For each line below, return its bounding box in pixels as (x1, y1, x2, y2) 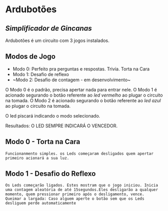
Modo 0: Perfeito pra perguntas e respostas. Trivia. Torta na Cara (12, 65, 150, 72)
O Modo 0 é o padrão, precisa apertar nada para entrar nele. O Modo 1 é (5, 86, 157, 92)
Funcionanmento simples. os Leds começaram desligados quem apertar (5, 151, 154, 156)
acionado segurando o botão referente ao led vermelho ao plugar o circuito (5, 92, 163, 98)
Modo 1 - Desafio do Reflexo (5, 170, 96, 178)
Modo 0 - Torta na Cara (5, 137, 80, 146)
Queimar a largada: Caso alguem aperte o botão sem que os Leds (5, 196, 145, 201)
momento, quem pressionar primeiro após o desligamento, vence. (5, 192, 145, 197)
